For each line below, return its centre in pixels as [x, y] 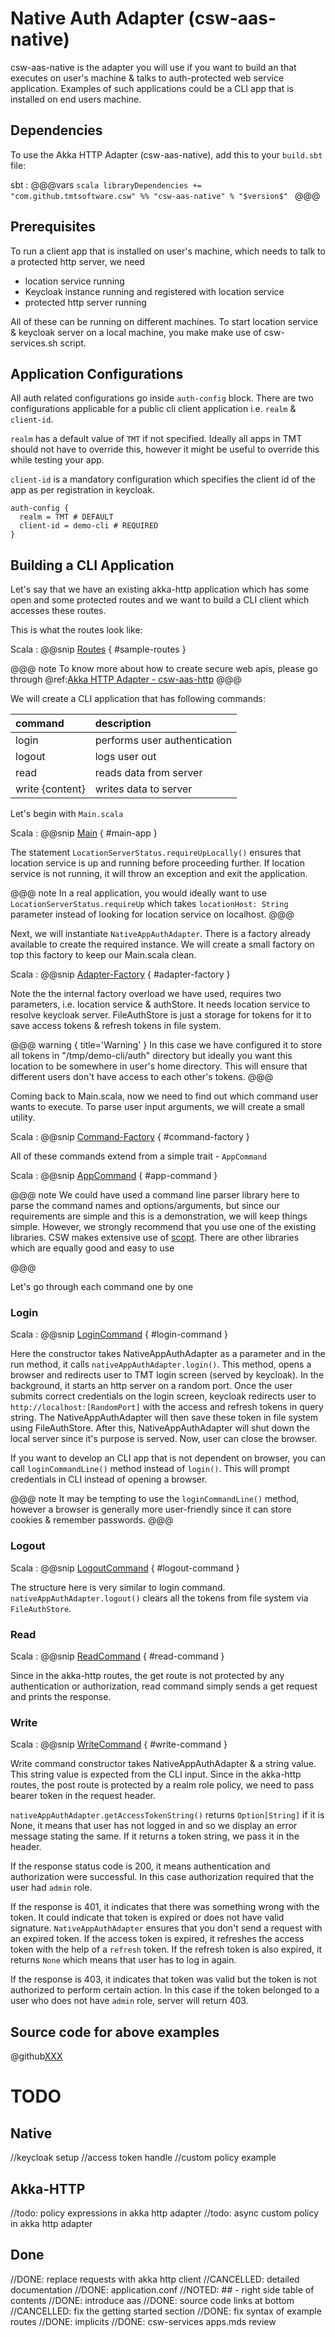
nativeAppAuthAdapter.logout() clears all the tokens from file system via [159, 1598]
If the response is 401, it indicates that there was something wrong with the [165, 1907]
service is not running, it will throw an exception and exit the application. [159, 874]
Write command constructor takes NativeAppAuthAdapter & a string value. [163, 1764]
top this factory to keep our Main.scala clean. [103, 955]
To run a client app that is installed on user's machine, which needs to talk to [168, 251]
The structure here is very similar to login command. [118, 1587]
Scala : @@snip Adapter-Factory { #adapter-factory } [120, 974]
